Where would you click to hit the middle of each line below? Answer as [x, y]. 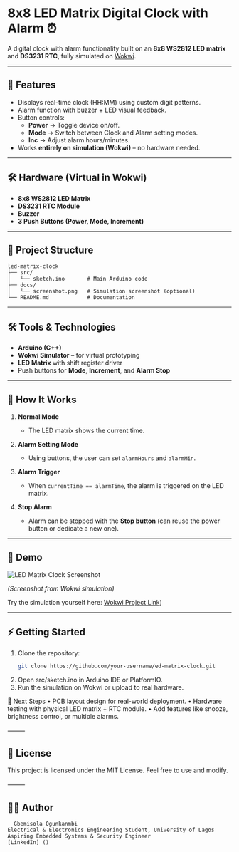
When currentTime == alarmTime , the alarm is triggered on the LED [126, 485]
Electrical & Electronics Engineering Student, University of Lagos [111, 830]
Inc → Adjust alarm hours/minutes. [79, 140]
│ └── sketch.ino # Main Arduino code [78, 279]
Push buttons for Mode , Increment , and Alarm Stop [94, 370]
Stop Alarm [34, 507]
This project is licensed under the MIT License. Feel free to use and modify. [118, 770]
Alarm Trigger [39, 472]
